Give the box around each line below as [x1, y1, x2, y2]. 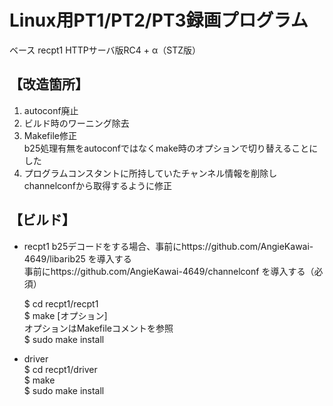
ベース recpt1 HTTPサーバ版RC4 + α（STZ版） [9, 44, 201, 56]
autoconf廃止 [23, 104, 79, 116]
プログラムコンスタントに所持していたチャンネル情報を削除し [23, 167, 278, 179]
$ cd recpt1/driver [23, 363, 98, 375]
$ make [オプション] [23, 309, 108, 321]
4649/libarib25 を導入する [23, 252, 132, 265]
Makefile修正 [23, 129, 77, 141]
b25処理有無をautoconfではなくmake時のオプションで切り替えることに [23, 142, 319, 154]
